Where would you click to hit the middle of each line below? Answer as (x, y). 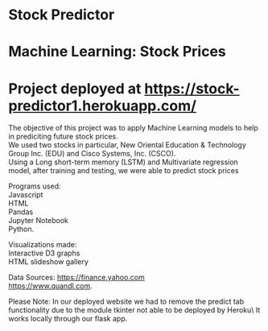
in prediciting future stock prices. (63, 137)
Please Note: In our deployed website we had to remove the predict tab (126, 302)
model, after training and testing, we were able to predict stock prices (124, 171)
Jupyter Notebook (39, 221)
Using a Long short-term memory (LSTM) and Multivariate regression (124, 162)
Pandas (21, 212)
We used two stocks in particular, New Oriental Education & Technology (128, 145)
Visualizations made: (43, 245)
